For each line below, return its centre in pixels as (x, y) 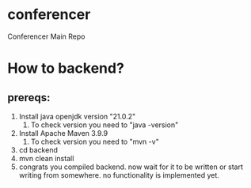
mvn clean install (46, 158)
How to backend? (66, 68)
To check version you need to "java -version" (105, 125)
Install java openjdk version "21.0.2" (77, 116)
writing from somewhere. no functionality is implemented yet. (119, 175)
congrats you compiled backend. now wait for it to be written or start (131, 167)
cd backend (38, 150)
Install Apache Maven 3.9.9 (63, 133)
